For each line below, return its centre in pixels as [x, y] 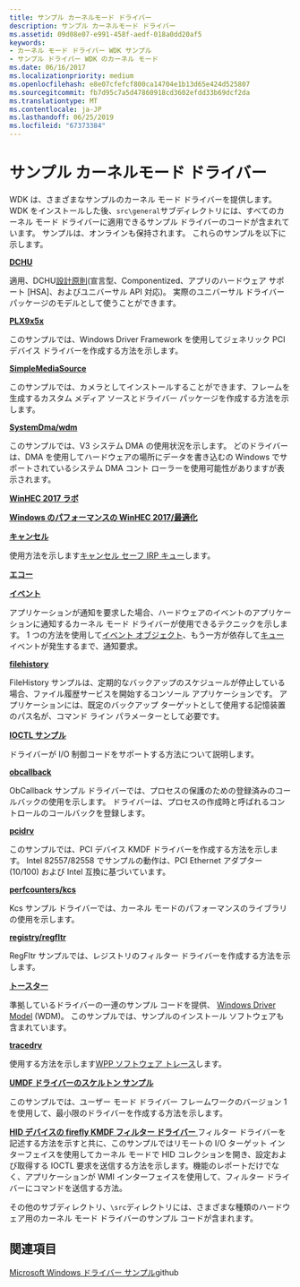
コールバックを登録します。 [99, 812]
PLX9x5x [27, 321]
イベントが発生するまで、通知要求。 [76, 646]
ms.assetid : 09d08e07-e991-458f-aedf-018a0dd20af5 [106, 34]
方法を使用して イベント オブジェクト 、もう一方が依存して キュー [166, 635]
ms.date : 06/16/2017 [48, 68]
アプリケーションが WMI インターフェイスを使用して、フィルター [145, 1176]
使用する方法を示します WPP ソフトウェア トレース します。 [118, 1063]
